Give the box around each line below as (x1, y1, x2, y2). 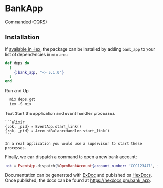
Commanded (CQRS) (5, 19, 47, 25)
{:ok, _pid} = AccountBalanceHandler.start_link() (5, 128, 110, 133)
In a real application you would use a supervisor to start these (5, 141, 142, 146)
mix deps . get (9, 97, 36, 102)
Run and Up (5, 88, 29, 94)
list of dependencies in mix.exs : (5, 51, 68, 57)
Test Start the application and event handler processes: (5, 110, 116, 116)
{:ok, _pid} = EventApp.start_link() (5, 124, 81, 129)
